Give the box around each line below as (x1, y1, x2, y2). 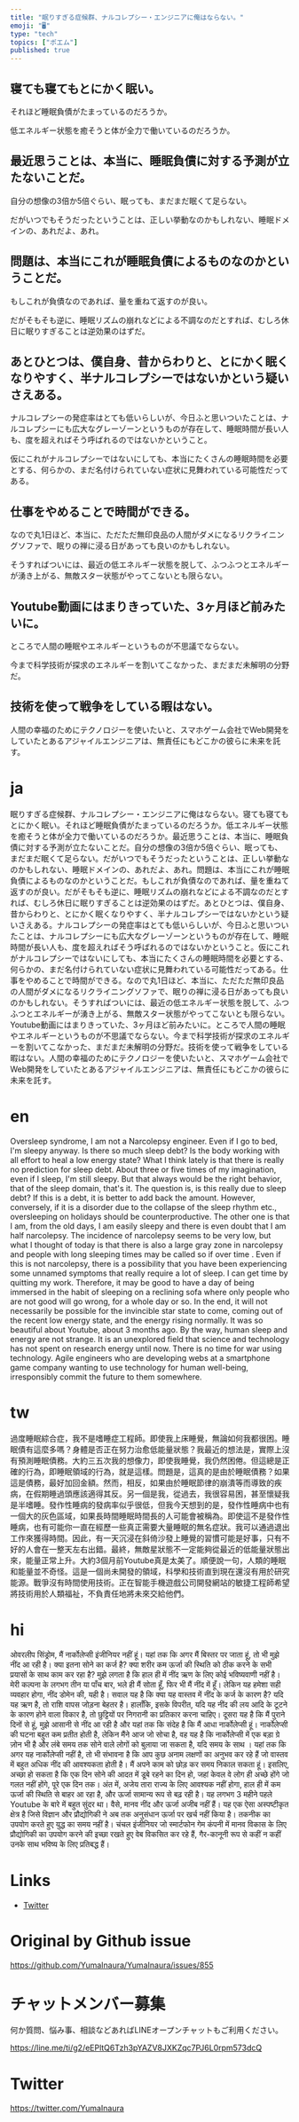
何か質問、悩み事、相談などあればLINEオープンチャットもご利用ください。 (10, 2024, 283, 2036)
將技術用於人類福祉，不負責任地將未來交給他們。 (10, 1588, 189, 1599)
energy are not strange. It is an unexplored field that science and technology (10, 1333, 290, 1344)
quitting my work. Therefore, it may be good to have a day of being (10, 1277, 256, 1287)
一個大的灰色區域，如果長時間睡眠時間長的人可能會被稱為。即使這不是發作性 (10, 1510, 290, 1521)
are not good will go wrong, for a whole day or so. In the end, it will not (10, 1296, 269, 1307)
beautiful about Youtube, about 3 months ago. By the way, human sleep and (10, 1324, 287, 1335)
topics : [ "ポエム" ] (10, 37, 78, 47)
